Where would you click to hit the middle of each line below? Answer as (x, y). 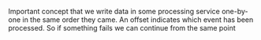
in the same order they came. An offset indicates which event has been (138, 20)
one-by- (235, 11)
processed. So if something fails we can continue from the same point (122, 28)
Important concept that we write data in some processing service (114, 11)
